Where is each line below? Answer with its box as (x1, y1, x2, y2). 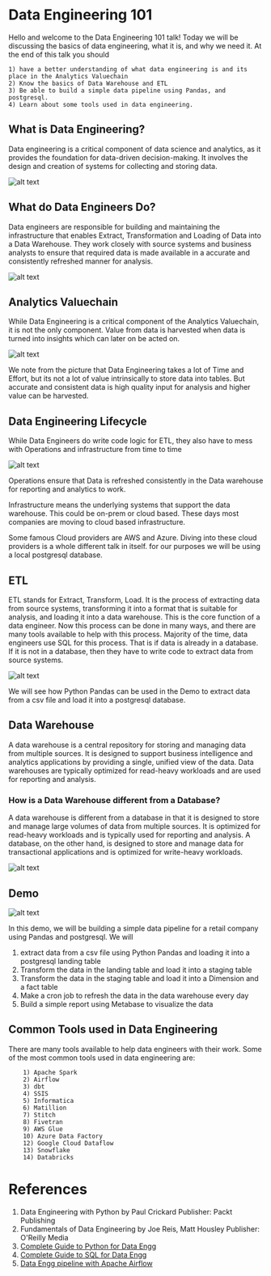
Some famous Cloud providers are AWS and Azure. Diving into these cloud (8, 533, 257, 543)
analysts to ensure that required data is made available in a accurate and (8, 247, 251, 257)
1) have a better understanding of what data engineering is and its (8, 65, 248, 74)
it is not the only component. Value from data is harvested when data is (8, 325, 246, 335)
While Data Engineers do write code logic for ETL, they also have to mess (8, 436, 253, 446)
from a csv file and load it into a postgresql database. (8, 695, 186, 704)
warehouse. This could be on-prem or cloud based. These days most (8, 509, 239, 518)
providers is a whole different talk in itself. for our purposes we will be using (8, 542, 261, 551)
